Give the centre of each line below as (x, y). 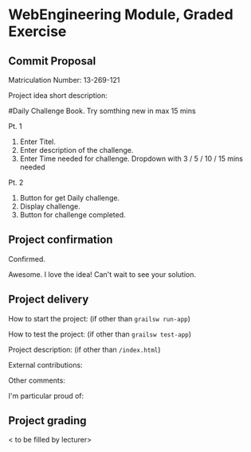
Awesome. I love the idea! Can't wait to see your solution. (102, 274)
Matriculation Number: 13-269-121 (64, 80)
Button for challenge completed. (73, 215)
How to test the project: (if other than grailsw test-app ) (100, 334)
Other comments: (37, 380)
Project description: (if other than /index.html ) (84, 349)
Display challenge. (50, 206)
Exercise (37, 31)
